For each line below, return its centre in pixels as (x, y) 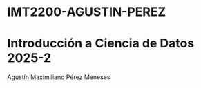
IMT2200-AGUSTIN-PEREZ (87, 12)
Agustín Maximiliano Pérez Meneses (59, 77)
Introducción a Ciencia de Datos (101, 44)
